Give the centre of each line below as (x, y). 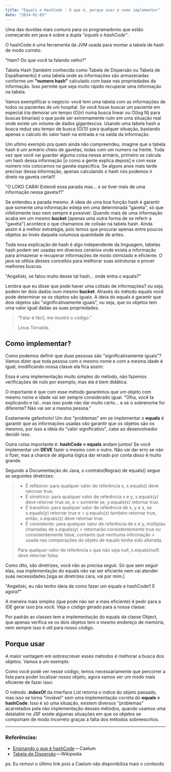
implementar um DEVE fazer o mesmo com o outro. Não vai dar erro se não (84, 450)
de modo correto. (24, 50)
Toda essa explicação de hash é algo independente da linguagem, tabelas (83, 244)
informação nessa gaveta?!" (35, 192)
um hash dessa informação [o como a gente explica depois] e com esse (81, 160)
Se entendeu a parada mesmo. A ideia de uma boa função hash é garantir (83, 202)
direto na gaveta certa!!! (30, 176)
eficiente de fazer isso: (29, 683)
